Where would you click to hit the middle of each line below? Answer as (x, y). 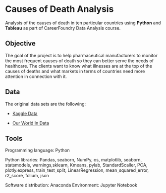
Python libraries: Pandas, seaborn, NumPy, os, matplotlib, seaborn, (74, 160)
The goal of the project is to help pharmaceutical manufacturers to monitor (81, 55)
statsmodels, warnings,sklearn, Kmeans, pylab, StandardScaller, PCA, (76, 165)
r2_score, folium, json (27, 176)
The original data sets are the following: (46, 104)
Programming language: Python (38, 150)
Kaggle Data (25, 113)
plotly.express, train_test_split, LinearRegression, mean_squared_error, (77, 170)
